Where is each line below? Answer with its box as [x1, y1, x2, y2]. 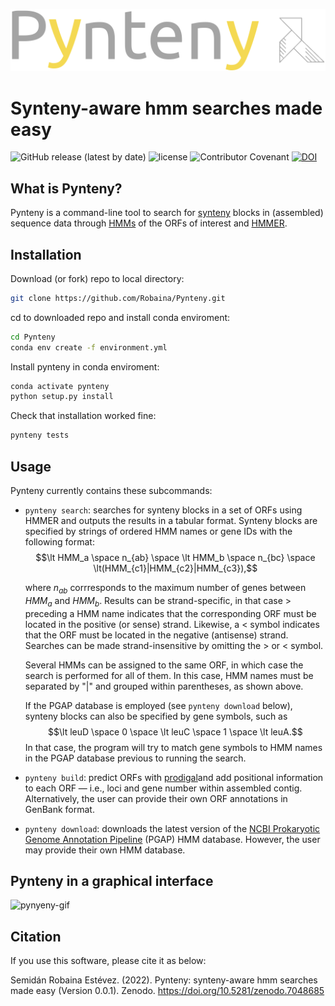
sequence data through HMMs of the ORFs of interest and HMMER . [10, 217, 288, 229]
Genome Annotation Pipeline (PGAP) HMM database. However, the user [24, 833, 321, 845]
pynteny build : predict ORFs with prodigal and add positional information [24, 771, 324, 783]
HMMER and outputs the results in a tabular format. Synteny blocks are [24, 515, 318, 527]
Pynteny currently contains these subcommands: [10, 485, 213, 497]
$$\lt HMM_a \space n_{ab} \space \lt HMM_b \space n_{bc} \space [35, 552, 316, 564]
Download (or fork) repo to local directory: [10, 272, 185, 284]
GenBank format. [24, 803, 95, 815]
